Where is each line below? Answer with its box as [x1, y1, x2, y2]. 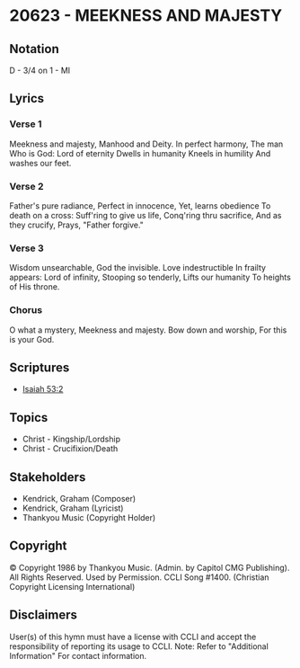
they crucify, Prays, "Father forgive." [9, 219, 144, 230]
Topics [9, 410, 49, 425]
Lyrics [9, 91, 45, 106]
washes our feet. [9, 157, 72, 168]
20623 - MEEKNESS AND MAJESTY [9, 5, 283, 26]
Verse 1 [9, 118, 42, 130]
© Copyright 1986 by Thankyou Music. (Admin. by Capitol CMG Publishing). [9, 562, 290, 573]
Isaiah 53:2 [22, 384, 64, 395]
